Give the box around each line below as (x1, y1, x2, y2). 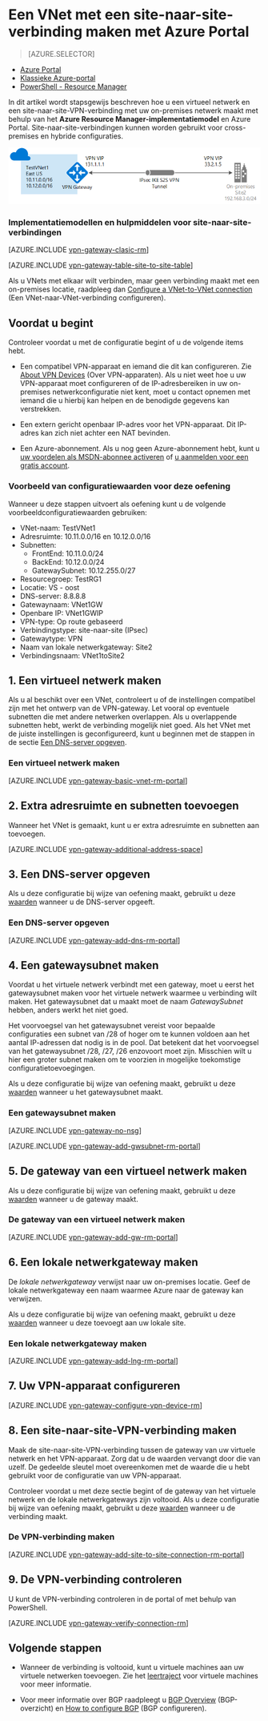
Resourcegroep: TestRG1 (19, 574, 102, 584)
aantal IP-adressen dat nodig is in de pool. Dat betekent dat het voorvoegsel (8, 1038, 259, 1047)
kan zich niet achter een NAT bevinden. (40, 428, 170, 438)
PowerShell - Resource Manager (19, 82, 127, 91)
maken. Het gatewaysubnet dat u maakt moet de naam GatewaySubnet (8, 997, 244, 1007)
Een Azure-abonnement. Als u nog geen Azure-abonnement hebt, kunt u (19, 444, 260, 453)
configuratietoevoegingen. (8, 1064, 96, 1073)
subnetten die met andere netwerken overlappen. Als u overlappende (8, 712, 238, 722)
